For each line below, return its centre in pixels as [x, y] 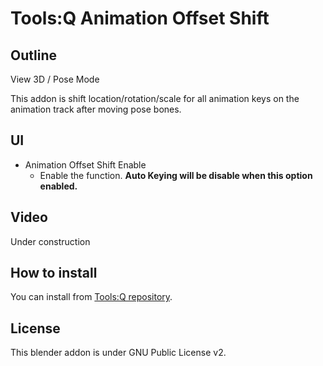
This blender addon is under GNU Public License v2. [118, 353]
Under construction [50, 241]
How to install [54, 273]
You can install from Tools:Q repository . [91, 297]
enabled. [58, 186]
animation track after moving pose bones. [96, 109]
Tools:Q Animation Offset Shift [140, 18]
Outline [33, 55]
